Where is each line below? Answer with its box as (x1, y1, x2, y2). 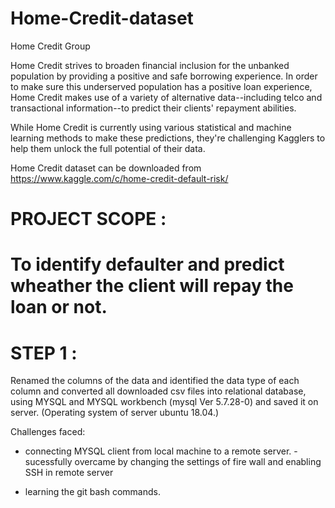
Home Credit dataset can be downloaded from (10, 162, 202, 174)
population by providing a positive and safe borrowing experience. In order (10, 70, 318, 82)
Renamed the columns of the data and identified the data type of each (10, 375, 300, 387)
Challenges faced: (10, 426, 86, 438)
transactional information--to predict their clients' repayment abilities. (10, 102, 297, 114)
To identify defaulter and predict (10, 253, 285, 276)
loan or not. (10, 296, 108, 319)
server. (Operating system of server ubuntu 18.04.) (10, 407, 220, 419)
